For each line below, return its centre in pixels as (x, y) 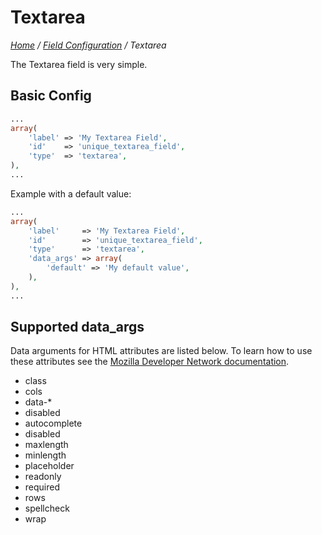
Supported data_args (77, 327)
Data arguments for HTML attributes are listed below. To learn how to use (161, 351)
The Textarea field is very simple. (79, 64)
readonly (43, 477)
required (42, 487)
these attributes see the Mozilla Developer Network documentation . (150, 362)
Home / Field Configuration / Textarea (88, 45)
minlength (45, 455)
